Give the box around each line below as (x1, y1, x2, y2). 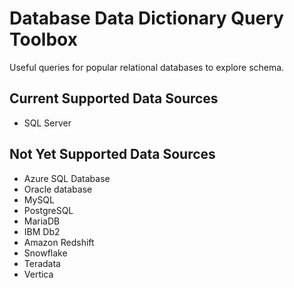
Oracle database (23, 183, 93, 195)
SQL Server (23, 117, 72, 129)
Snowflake (23, 247, 68, 259)
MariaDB (23, 215, 61, 227)
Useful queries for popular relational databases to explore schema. (9, 61, 285, 73)
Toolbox (9, 28, 78, 51)
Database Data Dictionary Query (9, 7, 284, 30)
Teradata (23, 257, 61, 269)
